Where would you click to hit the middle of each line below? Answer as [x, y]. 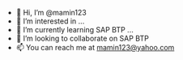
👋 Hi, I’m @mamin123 [51, 13]
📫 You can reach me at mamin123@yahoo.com [95, 47]
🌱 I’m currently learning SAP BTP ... [74, 30]
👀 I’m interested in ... [50, 21]
